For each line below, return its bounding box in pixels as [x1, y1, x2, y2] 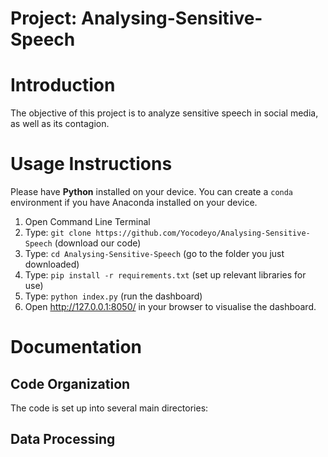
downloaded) [24, 258, 80, 271]
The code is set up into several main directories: [10, 402, 209, 414]
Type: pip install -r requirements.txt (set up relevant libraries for [24, 269, 307, 281]
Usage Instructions [10, 153, 173, 176]
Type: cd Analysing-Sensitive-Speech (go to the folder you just [24, 248, 285, 260]
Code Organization [10, 375, 131, 392]
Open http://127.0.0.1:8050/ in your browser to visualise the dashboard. [24, 301, 317, 313]
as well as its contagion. [10, 118, 110, 130]
